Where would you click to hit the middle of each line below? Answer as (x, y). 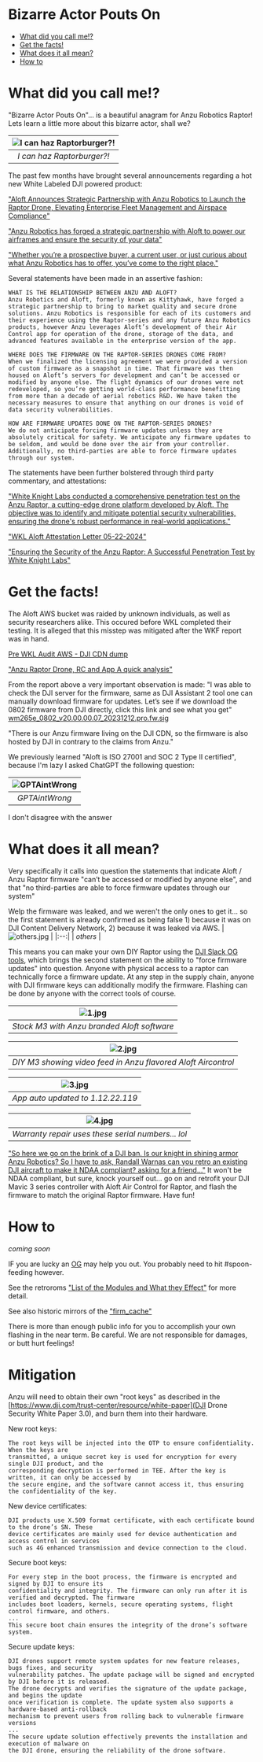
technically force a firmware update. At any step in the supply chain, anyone (131, 977)
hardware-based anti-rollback (58, 1709)
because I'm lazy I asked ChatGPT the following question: (101, 765)
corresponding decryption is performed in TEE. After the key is (117, 1470)
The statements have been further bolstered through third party (111, 472)
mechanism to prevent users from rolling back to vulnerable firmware (126, 1716)
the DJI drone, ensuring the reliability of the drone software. (117, 1750)
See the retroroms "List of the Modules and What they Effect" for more (122, 1287)
